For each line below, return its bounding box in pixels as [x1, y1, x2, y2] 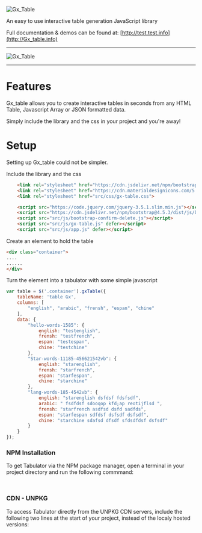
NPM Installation [6, 448, 56, 456]
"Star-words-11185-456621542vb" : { [28, 356, 117, 362]
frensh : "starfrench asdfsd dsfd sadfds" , [38, 406, 147, 412]
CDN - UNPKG [6, 494, 48, 503]
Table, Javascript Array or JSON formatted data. [6, 106, 126, 113]
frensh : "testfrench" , [38, 333, 96, 339]
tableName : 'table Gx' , [17, 294, 77, 300]
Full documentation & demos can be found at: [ [6, 29, 123, 36]
